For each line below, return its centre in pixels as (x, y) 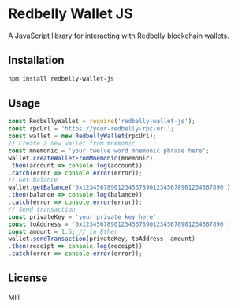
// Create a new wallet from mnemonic (72, 144)
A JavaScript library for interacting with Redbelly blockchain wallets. (119, 36)
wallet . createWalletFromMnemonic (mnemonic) (81, 158)
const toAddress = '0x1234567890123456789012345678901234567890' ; (119, 224)
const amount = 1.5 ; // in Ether (63, 231)
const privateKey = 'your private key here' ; (84, 217)
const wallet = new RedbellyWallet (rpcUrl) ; (82, 136)
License (28, 278)
